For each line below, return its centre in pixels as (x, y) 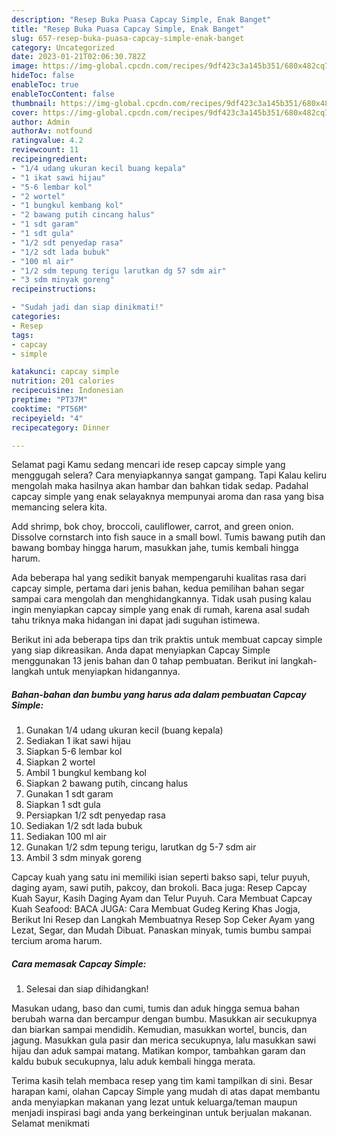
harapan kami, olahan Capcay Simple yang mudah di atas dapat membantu (166, 1092)
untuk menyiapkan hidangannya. (113, 672)
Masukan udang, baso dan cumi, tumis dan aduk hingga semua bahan (155, 1008)
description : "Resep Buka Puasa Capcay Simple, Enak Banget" (141, 19)
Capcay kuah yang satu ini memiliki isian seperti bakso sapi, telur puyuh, (161, 877)
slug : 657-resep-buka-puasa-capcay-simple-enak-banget (128, 38)
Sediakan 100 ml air (66, 837)
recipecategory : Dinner (61, 427)
